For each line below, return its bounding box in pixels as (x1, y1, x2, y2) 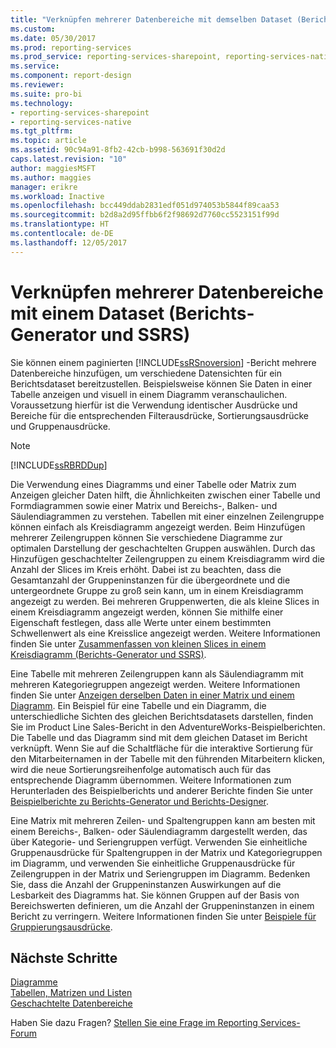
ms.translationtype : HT (10, 219, 110, 230)
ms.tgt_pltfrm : (10, 126, 74, 136)
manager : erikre (10, 182, 78, 192)
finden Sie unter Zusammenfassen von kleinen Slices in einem (10, 637, 267, 650)
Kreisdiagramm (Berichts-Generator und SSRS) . (10, 648, 207, 660)
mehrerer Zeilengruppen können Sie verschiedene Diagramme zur (10, 531, 283, 543)
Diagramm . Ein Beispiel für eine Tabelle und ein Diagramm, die (10, 699, 267, 711)
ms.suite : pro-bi (10, 89, 83, 99)
